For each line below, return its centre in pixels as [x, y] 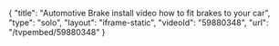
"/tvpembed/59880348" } [57, 32]
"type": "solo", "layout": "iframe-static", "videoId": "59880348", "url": [139, 23]
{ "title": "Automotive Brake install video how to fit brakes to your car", [139, 13]
